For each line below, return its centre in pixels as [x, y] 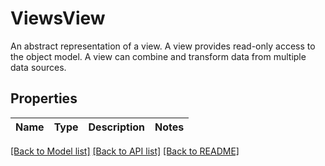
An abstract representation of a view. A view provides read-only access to [163, 46]
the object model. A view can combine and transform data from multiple [158, 56]
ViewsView [58, 18]
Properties [44, 98]
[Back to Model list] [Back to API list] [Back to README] [125, 151]
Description [116, 127]
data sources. [38, 67]
